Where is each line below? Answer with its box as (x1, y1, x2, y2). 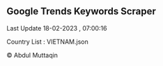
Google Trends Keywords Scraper (6, 6, 156, 17)
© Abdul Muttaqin (6, 51, 59, 59)
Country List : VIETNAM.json (6, 38, 88, 46)
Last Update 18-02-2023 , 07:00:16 (6, 24, 107, 32)
